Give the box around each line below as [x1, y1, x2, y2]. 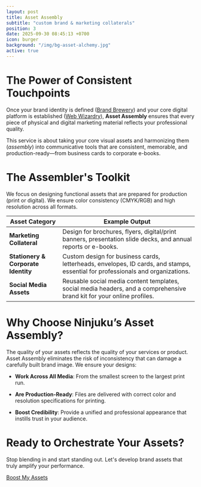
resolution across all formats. [6, 203, 78, 210]
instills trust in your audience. [14, 415, 88, 422]
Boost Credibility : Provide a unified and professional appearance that [14, 409, 187, 416]
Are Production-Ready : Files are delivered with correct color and [14, 391, 176, 398]
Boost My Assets [6, 474, 48, 481]
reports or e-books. [62, 242, 118, 250]
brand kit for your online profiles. [62, 292, 154, 300]
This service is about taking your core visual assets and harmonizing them [6, 137, 190, 144]
